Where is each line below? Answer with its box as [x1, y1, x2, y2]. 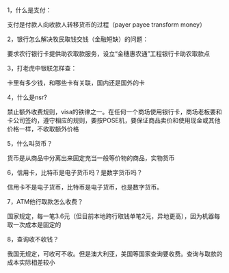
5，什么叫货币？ [7, 140, 53, 147]
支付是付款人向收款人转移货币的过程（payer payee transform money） [7, 21, 206, 29]
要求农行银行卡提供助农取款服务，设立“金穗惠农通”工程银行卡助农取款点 [7, 50, 211, 57]
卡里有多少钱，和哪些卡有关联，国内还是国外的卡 [7, 79, 145, 87]
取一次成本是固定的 [7, 221, 62, 229]
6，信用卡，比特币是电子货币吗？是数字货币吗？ [7, 168, 143, 177]
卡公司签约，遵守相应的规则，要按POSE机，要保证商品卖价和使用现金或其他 [7, 116, 221, 125]
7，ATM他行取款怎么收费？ [7, 198, 84, 205]
